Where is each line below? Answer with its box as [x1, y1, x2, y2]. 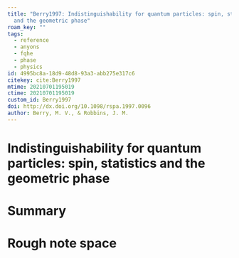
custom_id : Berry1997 [7, 97, 72, 104]
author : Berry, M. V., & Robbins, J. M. [7, 109, 129, 117]
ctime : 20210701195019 [7, 90, 75, 97]
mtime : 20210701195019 [7, 83, 75, 90]
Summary [7, 203, 66, 219]
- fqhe [14, 50, 33, 58]
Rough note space [7, 235, 117, 252]
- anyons [14, 43, 40, 50]
